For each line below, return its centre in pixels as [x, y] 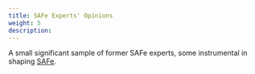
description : [30, 30]
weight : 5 [25, 23]
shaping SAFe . [32, 61]
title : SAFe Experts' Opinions [61, 16]
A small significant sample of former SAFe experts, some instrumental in [128, 53]
